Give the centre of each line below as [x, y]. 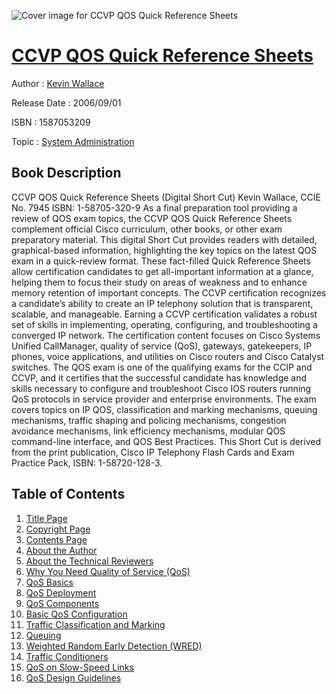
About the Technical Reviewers [89, 561]
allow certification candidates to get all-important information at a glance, [162, 271]
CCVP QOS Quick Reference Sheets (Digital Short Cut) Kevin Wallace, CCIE [166, 197]
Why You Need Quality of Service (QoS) [108, 571]
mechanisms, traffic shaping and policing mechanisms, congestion [149, 420]
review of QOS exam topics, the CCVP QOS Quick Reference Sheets [152, 218]
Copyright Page [58, 529]
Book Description [66, 173]
